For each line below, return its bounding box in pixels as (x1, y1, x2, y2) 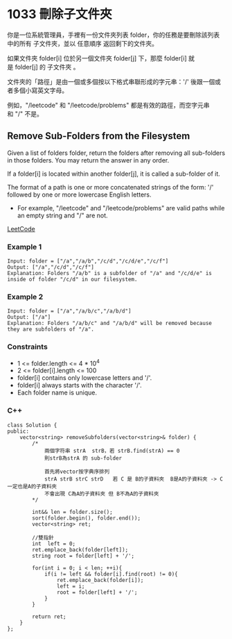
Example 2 (7, 292, 44, 301)
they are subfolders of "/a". (7, 326, 95, 333)
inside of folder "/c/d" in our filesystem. (7, 276, 138, 283)
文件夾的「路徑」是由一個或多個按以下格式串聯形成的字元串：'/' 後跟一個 (7, 77, 215, 85)
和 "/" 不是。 (7, 109, 43, 118)
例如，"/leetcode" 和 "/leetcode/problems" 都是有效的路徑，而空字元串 (7, 101, 210, 109)
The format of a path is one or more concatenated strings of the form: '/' (7, 183, 214, 191)
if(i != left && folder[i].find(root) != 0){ (44, 570, 178, 577)
